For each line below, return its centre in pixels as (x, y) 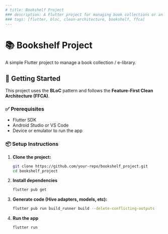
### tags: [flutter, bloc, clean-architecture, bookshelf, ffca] (75, 19)
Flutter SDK (24, 120)
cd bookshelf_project (35, 171)
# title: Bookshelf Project (35, 10)
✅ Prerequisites (25, 109)
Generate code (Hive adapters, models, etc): (60, 199)
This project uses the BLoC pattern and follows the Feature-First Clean (79, 91)
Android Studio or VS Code (40, 125)
